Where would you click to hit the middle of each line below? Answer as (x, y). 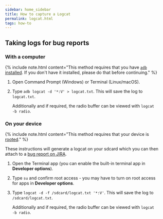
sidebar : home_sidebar (28, 9)
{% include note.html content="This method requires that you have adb (76, 67)
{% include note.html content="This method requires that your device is (77, 134)
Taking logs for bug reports (47, 43)
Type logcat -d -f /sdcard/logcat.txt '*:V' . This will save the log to (83, 193)
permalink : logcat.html (29, 18)
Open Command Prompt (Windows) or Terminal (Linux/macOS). (76, 82)
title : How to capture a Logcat (38, 14)
